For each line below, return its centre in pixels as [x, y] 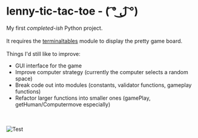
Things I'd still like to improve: [43, 53]
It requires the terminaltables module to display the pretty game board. [94, 41]
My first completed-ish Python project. [54, 28]
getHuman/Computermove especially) [63, 104]
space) [24, 78]
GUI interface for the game [48, 66]
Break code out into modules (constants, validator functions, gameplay [103, 85]
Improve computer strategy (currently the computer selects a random [102, 72]
